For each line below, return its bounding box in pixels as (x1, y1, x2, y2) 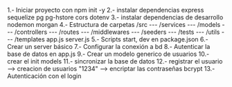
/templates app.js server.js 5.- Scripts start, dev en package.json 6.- (14, 35, 209, 43)
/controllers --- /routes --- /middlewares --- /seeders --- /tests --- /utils (14, 28, 220, 36)
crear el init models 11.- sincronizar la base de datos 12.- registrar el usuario (7, 57, 223, 65)
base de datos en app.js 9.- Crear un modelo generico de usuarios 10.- (7, 50, 210, 58)
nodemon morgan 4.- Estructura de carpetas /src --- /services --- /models (7, 21, 221, 28)
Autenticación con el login (7, 72, 82, 80)
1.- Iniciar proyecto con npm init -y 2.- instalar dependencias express (7, 6, 204, 14)
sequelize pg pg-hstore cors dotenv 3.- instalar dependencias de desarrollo (7, 13, 224, 21)
